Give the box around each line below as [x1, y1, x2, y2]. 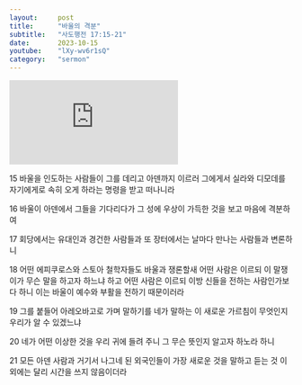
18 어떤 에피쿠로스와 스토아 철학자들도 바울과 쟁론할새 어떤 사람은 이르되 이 [9, 264, 271, 274]
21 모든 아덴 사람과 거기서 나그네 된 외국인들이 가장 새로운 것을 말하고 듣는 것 [9, 355, 279, 365]
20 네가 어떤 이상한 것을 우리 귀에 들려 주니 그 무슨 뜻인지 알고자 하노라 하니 [9, 336, 275, 346]
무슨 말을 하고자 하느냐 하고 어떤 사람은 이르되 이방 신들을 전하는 [25, 275, 252, 286]
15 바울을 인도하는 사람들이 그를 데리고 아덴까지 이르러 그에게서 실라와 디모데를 [9, 173, 286, 184]
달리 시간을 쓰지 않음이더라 [32, 366, 128, 377]
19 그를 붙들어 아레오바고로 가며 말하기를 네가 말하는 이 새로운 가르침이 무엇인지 [9, 306, 289, 316]
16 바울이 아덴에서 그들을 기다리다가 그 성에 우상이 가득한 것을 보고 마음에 [9, 203, 267, 214]
